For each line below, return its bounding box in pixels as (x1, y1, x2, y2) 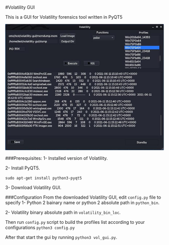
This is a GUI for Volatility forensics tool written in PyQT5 (5, 14, 123, 20)
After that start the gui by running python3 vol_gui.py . (5, 234, 117, 240)
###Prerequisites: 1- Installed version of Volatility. (5, 155, 108, 161)
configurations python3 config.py (5, 224, 75, 230)
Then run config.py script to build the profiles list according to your (5, 219, 145, 225)
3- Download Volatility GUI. (5, 184, 61, 191)
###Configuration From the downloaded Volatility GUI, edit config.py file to (5, 194, 161, 200)
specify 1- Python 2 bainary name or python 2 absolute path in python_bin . (5, 199, 160, 206)
